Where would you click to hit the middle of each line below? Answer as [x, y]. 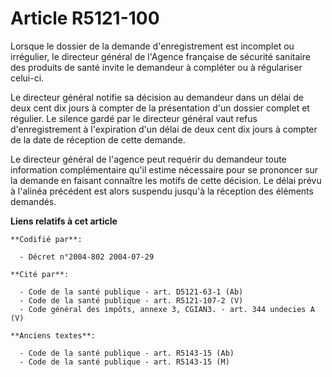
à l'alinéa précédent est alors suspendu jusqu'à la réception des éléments [162, 191]
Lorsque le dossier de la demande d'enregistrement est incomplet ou [152, 46]
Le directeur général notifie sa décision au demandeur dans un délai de [157, 97]
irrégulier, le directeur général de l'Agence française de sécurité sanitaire [160, 56]
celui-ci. [27, 78]
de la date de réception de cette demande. [98, 139]
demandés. [33, 201]
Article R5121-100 [85, 18]
